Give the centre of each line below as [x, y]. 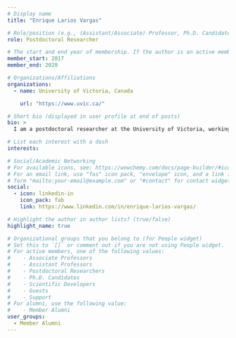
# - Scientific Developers [52, 284]
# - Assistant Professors [50, 265]
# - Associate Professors [50, 258]
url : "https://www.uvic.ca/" [63, 103]
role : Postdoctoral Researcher [53, 39]
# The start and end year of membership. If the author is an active [111, 52]
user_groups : [26, 317]
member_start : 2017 [36, 59]
